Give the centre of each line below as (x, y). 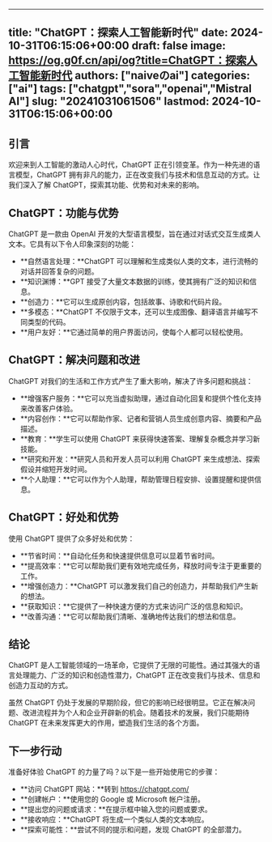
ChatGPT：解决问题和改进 (74, 360)
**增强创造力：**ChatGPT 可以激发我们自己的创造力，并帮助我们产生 (136, 586)
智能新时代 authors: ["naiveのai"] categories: (135, 76)
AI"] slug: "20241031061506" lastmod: (109, 102)
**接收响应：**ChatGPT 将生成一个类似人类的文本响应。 (114, 819)
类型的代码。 (49, 322)
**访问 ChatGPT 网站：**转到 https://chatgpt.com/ (104, 789)
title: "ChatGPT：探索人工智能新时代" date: (118, 33)
